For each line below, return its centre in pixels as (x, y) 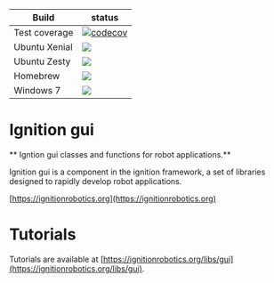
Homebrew (37, 76)
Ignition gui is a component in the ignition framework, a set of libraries (137, 172)
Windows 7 (37, 90)
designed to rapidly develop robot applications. (96, 181)
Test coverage (44, 32)
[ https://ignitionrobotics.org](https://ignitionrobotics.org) (113, 198)
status (105, 17)
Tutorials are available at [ (56, 259)
